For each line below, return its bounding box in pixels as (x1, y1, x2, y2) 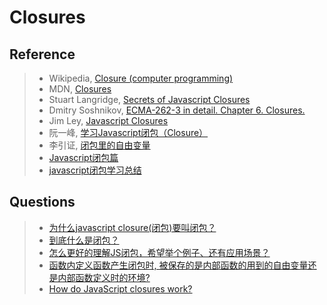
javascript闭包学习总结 (48, 164, 142, 176)
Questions (9, 194, 76, 211)
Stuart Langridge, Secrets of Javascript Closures (48, 94, 251, 105)
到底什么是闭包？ (48, 234, 120, 246)
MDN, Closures (48, 83, 112, 95)
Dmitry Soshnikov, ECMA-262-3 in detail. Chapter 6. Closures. (48, 104, 306, 116)
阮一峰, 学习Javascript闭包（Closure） (48, 127, 209, 138)
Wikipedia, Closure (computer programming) (48, 72, 234, 84)
